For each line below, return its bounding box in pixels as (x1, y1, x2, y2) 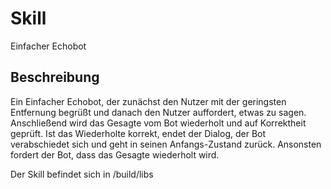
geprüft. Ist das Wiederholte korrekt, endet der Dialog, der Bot (10, 127, 267, 139)
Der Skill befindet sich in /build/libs (10, 168, 154, 180)
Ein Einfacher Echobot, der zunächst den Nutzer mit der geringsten (10, 95, 287, 107)
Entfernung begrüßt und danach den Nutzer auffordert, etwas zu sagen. (10, 106, 307, 118)
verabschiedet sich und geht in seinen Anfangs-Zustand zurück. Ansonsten (10, 138, 322, 150)
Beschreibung (10, 69, 100, 86)
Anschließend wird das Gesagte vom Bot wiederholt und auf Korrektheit (10, 117, 307, 129)
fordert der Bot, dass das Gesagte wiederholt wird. (10, 148, 220, 161)
